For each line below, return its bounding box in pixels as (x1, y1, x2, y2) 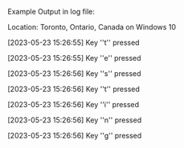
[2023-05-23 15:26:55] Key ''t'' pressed (7, 38, 140, 47)
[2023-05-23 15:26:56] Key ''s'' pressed (7, 69, 141, 78)
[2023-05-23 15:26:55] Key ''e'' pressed (7, 54, 141, 62)
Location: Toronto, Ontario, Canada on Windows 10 (7, 22, 177, 31)
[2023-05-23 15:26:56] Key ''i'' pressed (7, 100, 140, 109)
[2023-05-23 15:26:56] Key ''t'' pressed (7, 84, 140, 94)
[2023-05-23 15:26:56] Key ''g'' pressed (7, 131, 142, 140)
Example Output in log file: (7, 7, 96, 16)
